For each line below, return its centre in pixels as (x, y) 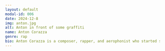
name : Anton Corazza (26, 32)
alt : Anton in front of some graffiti (45, 28)
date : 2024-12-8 (22, 18)
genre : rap (16, 37)
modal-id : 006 (20, 14)
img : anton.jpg (21, 23)
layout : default (22, 9)
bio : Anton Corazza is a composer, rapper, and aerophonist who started (81, 41)
